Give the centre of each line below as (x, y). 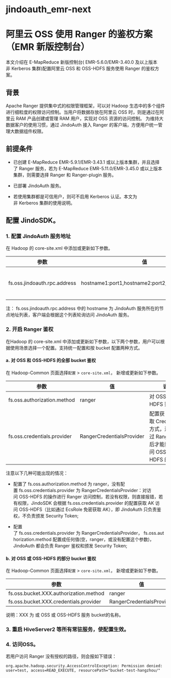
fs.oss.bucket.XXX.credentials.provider (55, 602)
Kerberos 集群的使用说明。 (47, 203)
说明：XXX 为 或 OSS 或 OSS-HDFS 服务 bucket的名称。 (65, 615)
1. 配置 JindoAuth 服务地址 (38, 237)
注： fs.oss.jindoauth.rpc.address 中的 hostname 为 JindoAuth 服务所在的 (82, 308)
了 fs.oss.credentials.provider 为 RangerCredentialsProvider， (78, 533)
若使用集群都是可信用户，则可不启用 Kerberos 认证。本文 (73, 196)
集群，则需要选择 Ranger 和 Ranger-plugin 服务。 (65, 175)
